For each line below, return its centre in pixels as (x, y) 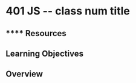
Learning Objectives (45, 53)
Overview (24, 74)
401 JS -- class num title (68, 11)
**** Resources (36, 33)
